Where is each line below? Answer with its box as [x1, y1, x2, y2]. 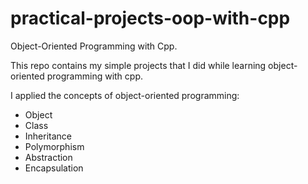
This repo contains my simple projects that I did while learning [10, 59, 267, 71]
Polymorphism [24, 140, 85, 152]
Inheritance [24, 130, 73, 142]
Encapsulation [24, 162, 84, 174]
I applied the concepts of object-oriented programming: [10, 89, 240, 101]
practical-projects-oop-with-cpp [10, 7, 291, 30]
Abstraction [24, 151, 73, 163]
